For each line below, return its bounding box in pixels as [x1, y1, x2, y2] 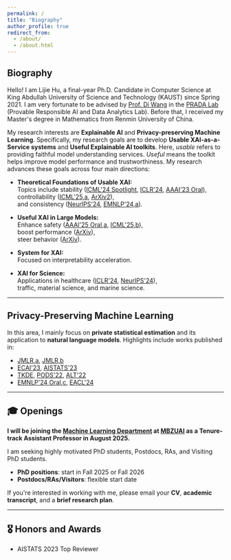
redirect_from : [7, 29, 51, 36]
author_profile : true [7, 23, 69, 30]
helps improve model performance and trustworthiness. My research [7, 157, 202, 166]
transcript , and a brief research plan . [7, 496, 115, 504]
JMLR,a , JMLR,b [16, 356, 64, 364]
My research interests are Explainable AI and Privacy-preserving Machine [7, 128, 221, 136]
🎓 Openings [7, 405, 63, 417]
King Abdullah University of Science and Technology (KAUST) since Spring [7, 93, 220, 101]
